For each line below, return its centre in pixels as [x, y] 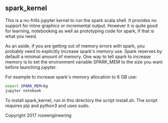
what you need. [21, 36]
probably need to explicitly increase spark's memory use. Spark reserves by [84, 51]
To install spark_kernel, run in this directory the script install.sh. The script [81, 100]
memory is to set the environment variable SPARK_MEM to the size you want [84, 61]
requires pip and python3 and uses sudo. [47, 105]
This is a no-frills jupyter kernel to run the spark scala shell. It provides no [81, 20]
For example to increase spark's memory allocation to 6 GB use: [71, 76]
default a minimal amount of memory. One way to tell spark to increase [78, 56]
